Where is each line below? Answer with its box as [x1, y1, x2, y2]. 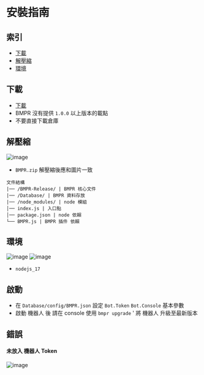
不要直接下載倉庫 [15, 117, 59, 124]
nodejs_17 [15, 266, 41, 273]
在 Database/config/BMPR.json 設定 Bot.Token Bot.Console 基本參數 [15, 301, 184, 309]
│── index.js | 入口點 [6, 205, 62, 211]
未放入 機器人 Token [6, 347, 58, 355]
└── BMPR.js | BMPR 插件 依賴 [6, 218, 80, 224]
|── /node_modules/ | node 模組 [6, 199, 87, 205]
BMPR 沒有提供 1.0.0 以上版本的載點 [15, 109, 108, 116]
